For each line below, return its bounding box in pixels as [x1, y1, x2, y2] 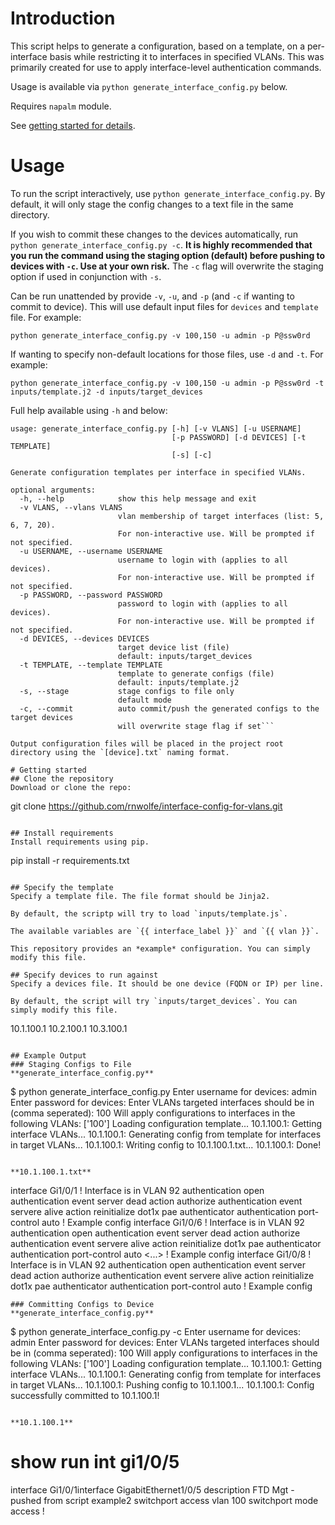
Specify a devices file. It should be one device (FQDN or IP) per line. [10, 978, 325, 989]
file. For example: [10, 311, 82, 323]
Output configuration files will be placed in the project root [10, 738, 284, 749]
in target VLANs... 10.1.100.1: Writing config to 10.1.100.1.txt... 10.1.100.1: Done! [10, 1138, 322, 1151]
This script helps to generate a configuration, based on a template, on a [10, 40, 306, 52]
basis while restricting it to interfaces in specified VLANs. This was [49, 50, 325, 62]
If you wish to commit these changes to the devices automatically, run [10, 228, 299, 240]
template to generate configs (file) [117, 668, 275, 679]
